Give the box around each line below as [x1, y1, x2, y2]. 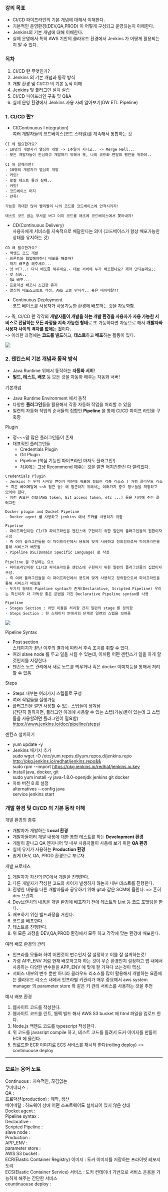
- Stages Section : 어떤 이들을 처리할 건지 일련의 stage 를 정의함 [5, 606, 133, 611]
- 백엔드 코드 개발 [5, 251, 38, 256]
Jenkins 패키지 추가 [12, 747, 51, 753]
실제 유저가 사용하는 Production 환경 [12, 846, 85, 853]
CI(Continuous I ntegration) [12, 124, 69, 131]
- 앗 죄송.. [5, 272, 27, 277]
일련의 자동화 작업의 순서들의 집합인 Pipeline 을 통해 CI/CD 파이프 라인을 [12, 408, 155, 414]
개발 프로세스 [5, 863, 31, 869]
